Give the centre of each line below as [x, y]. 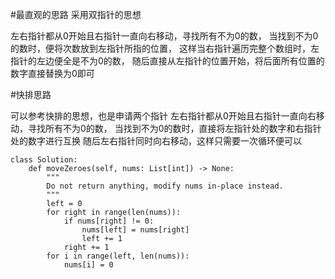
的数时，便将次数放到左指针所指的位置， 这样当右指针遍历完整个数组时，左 [165, 48]
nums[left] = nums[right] [135, 230]
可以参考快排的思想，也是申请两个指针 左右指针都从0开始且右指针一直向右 [163, 116]
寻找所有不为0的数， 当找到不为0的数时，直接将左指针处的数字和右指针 [174, 128]
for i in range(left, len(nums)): [118, 256]
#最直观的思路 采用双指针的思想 [76, 14]
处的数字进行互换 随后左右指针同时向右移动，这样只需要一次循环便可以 [156, 141]
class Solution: [44, 160]
